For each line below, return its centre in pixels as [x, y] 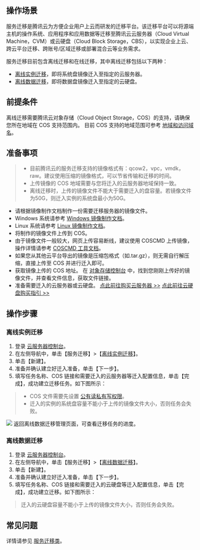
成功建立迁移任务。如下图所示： [67, 384]
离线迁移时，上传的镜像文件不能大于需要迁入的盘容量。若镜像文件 [110, 191]
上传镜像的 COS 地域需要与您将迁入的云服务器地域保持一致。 [104, 183]
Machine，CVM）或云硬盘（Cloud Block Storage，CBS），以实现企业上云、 [99, 41]
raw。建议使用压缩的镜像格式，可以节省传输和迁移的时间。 [102, 176]
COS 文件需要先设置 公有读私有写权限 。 [79, 396]
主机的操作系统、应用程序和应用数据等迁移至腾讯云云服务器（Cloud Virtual [98, 33]
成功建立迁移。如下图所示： [62, 492]
